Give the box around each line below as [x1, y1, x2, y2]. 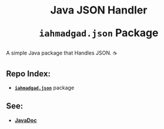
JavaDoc [14, 117, 37, 124]
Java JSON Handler [50, 4, 148, 17]
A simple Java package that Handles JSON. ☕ [6, 49, 118, 56]
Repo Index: [6, 69, 51, 79]
